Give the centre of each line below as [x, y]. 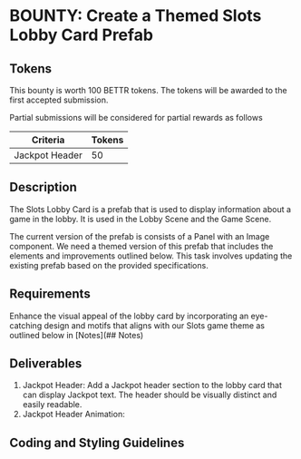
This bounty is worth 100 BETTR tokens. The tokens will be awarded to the [148, 90]
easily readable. [52, 405]
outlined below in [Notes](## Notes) [77, 335]
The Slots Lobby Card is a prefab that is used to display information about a [150, 209]
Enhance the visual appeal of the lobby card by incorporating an [129, 316]
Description [43, 187]
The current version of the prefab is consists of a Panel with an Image [140, 236]
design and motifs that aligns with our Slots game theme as [155, 325]
